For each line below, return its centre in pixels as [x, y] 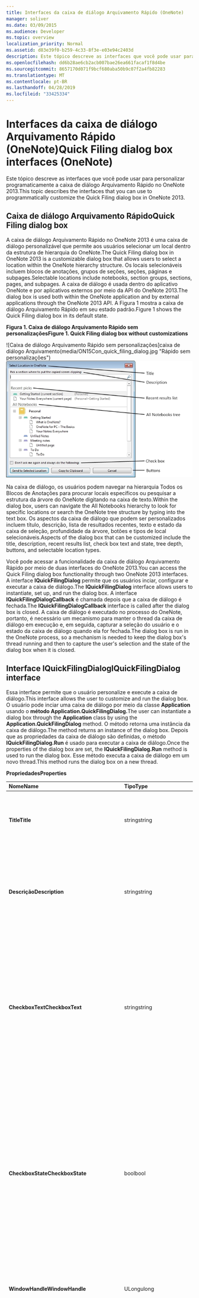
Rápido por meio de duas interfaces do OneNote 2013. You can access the [96, 568]
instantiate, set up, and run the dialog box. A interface [72, 593]
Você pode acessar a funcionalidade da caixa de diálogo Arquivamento [93, 561]
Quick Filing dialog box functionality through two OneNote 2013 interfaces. [97, 574]
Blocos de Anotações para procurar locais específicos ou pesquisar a [91, 493]
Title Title [20, 820]
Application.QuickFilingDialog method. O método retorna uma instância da [98, 724]
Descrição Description [36, 891]
